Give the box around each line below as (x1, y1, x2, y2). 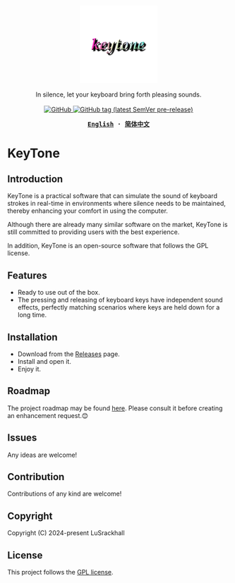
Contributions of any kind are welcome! (7, 489, 122, 498)
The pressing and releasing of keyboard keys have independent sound (17, 295, 224, 305)
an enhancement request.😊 (7, 411, 89, 419)
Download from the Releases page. (17, 350, 120, 358)
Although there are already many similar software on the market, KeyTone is (7, 221, 228, 229)
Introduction (7, 173, 64, 185)
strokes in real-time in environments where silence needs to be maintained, (7, 200, 226, 208)
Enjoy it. (17, 365, 41, 374)
